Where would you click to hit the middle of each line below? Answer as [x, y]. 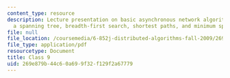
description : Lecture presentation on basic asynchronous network [104, 20]
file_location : [29, 39]
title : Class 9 [29, 58]
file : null [23, 32]
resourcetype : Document [41, 52]
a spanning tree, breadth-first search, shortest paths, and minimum [114, 26]
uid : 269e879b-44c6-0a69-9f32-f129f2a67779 [70, 64]
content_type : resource [41, 13]
